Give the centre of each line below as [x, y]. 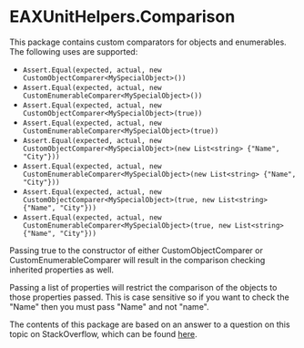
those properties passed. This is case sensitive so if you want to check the [149, 297]
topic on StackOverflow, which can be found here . [103, 333]
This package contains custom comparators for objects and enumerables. [148, 42]
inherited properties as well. [62, 270]
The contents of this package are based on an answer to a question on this [150, 324]
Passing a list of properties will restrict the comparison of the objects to [143, 287]
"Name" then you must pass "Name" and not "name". [109, 306]
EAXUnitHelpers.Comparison [122, 17]
